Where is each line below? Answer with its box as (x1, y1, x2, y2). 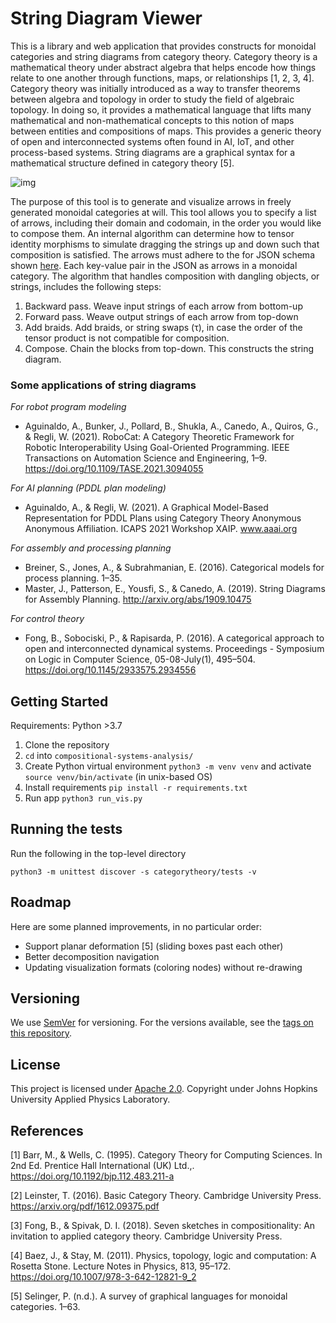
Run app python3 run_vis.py (24, 792, 143, 804)
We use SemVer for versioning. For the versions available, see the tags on (10, 1017, 314, 1029)
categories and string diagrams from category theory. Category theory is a (10, 50, 318, 62)
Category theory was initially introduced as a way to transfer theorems (10, 82, 301, 94)
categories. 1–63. (10, 1301, 81, 1313)
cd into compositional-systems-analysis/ (24, 750, 194, 762)
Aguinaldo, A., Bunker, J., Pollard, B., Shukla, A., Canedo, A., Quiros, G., (24, 420, 319, 432)
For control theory (10, 613, 85, 625)
